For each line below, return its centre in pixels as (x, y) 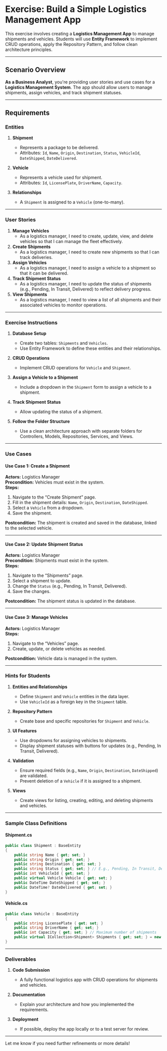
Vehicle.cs (16, 903)
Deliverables (21, 959)
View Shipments (30, 294)
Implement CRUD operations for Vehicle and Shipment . (76, 368)
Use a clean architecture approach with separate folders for (81, 431)
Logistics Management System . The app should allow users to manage (79, 87)
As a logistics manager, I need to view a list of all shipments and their (90, 299)
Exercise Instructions (32, 322)
